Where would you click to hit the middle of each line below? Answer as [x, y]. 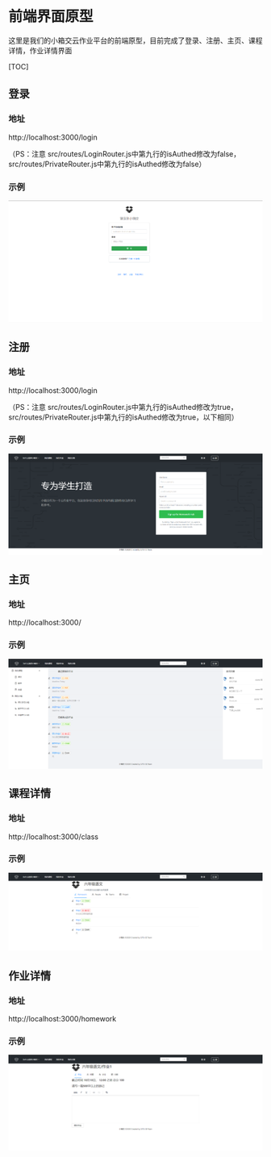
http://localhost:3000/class [54, 837]
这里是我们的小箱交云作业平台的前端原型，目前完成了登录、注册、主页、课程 [135, 40]
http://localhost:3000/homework [63, 1019]
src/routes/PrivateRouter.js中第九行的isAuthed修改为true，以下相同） [124, 417]
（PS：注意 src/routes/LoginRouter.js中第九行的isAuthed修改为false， [125, 153]
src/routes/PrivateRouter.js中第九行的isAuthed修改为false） [107, 164]
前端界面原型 [51, 17]
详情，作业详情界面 [40, 50]
